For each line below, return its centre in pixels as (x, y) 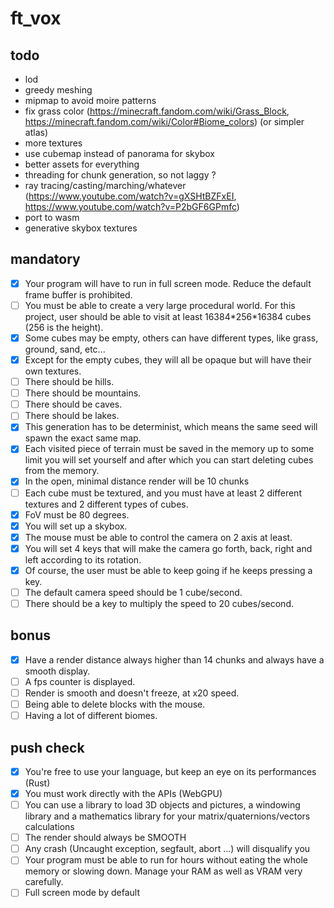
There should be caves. (73, 404)
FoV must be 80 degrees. (77, 514)
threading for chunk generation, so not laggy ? (120, 175)
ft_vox (36, 18)
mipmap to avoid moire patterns (90, 100)
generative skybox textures (81, 228)
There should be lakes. (72, 416)
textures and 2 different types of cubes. (106, 504)
